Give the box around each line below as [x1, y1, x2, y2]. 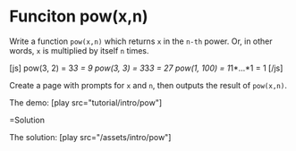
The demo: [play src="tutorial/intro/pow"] [9, 96, 163, 108]
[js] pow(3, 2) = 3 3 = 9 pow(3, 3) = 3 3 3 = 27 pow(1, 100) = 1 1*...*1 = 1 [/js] [9, 63, 283, 73]
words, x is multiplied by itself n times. [9, 45, 149, 55]
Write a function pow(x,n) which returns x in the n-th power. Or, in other [9, 36, 273, 46]
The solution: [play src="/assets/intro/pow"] [9, 131, 172, 142]
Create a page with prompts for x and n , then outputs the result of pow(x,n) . [9, 80, 288, 90]
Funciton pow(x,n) [9, 6, 149, 27]
